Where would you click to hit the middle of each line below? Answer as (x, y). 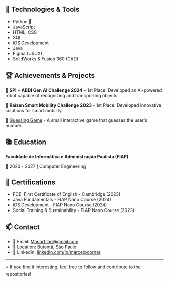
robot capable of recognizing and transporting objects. (62, 95)
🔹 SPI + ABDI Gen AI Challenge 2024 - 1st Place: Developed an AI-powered (84, 90)
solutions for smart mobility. (34, 110)
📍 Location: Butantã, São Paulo (45, 247)
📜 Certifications (30, 182)
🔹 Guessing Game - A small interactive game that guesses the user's (76, 120)
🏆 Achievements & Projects (50, 75)
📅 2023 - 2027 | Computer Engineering (46, 166)
